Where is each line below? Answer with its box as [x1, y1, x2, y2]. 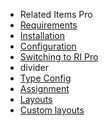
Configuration [19, 40, 77, 52]
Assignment [19, 83, 70, 94]
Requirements [19, 19, 78, 31]
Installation [19, 30, 66, 41]
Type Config [19, 72, 72, 84]
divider [19, 62, 50, 73]
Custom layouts [19, 104, 85, 116]
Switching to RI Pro [19, 51, 99, 63]
